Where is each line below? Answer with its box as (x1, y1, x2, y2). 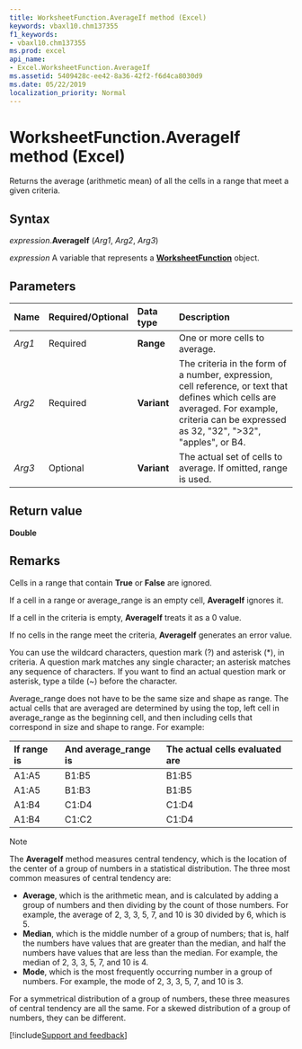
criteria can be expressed (178, 414, 287, 427)
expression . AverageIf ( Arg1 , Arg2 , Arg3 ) (9, 235, 159, 246)
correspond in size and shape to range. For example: (9, 721, 205, 732)
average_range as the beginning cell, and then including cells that (9, 711, 253, 723)
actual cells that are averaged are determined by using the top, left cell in (9, 702, 280, 713)
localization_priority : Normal (9, 88, 127, 97)
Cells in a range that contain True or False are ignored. (9, 577, 213, 588)
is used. (178, 473, 212, 486)
